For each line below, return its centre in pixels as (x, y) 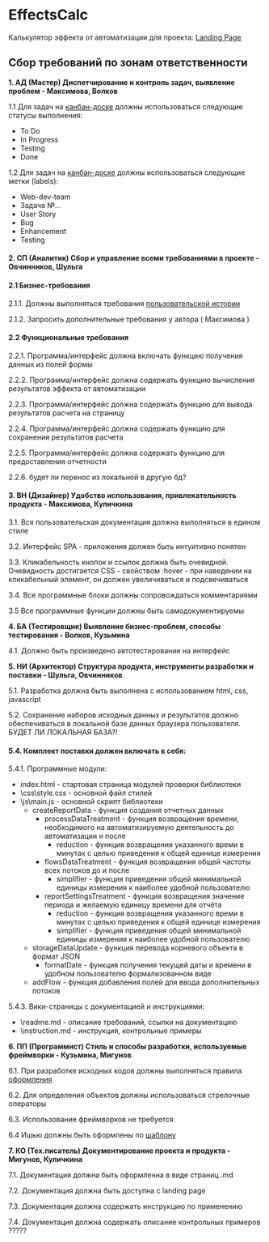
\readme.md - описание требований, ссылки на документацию (128, 1023)
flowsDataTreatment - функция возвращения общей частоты (147, 862)
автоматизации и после (85, 836)
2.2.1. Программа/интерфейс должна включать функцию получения (126, 355)
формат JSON (56, 956)
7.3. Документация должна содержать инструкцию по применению (126, 1206)
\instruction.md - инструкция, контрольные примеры (111, 1031)
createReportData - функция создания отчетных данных (128, 810)
